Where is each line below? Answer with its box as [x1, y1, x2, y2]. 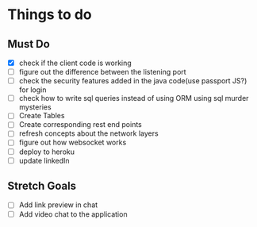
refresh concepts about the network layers [18, 129, 159, 138]
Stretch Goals [7, 179, 77, 193]
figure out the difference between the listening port [18, 67, 187, 77]
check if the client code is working [18, 58, 132, 67]
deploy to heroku [18, 147, 75, 156]
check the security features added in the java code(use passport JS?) [18, 76, 247, 86]
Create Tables [18, 111, 65, 121]
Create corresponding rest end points [18, 120, 142, 129]
